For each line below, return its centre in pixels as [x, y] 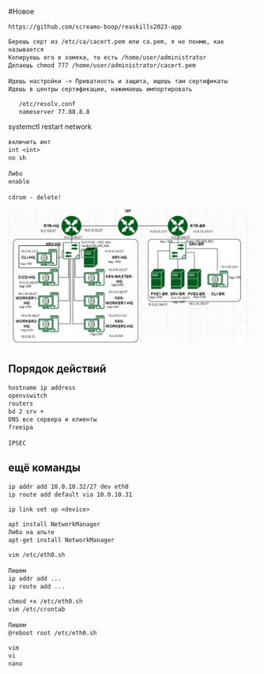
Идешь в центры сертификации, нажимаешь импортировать [100, 89]
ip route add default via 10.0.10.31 [70, 495]
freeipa [21, 428]
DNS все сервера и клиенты [53, 420]
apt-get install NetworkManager [61, 540]
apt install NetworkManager [55, 524]
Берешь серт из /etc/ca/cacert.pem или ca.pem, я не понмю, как [116, 42]
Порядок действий [57, 368]
